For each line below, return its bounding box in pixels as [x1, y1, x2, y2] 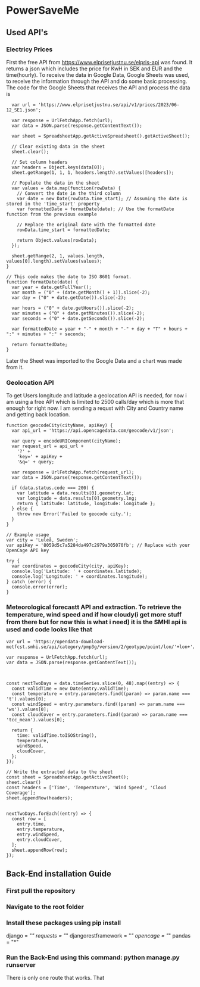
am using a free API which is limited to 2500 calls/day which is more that [6, 398, 185, 406]
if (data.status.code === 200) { [11, 485, 95, 491]
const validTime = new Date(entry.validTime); [11, 686, 129, 692]
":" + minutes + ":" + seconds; [6, 331, 86, 337]
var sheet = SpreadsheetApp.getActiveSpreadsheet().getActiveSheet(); [11, 133, 190, 139]
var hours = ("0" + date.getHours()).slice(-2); [11, 305, 135, 311]
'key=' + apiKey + [17, 454, 62, 460]
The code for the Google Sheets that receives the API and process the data [6, 84, 190, 91]
